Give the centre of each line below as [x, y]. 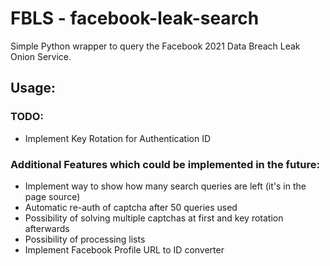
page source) [52, 196]
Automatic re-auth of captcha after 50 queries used [131, 207]
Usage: [33, 88]
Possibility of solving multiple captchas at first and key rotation [154, 218]
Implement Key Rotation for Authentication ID [117, 138]
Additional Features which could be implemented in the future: [165, 164]
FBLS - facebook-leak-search [135, 18]
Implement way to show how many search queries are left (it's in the [165, 186]
